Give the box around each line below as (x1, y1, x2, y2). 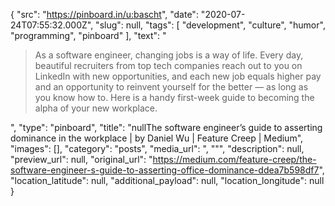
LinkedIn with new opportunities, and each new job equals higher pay (34, 70, 322, 82)
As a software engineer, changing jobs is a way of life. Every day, (34, 49, 304, 61)
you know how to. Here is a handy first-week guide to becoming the (34, 92, 315, 103)
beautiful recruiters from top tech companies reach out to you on (34, 60, 303, 71)
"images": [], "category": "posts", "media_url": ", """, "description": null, (10, 143, 305, 154)
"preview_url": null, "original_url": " (10, 154, 153, 165)
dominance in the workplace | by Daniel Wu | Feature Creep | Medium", (10, 132, 304, 144)
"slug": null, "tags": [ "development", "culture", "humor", (95, 19, 326, 31)
